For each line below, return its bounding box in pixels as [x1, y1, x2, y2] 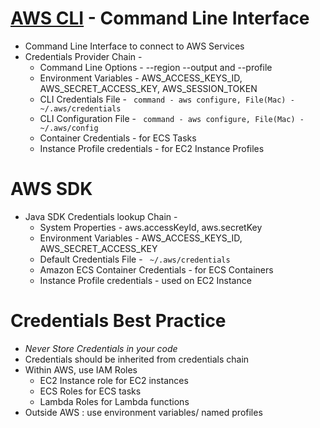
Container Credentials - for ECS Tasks [39, 132, 197, 144]
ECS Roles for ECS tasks [39, 385, 142, 397]
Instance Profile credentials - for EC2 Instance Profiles [39, 142, 265, 154]
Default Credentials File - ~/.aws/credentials [39, 253, 231, 265]
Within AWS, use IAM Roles [24, 363, 138, 376]
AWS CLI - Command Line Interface [10, 7, 310, 30]
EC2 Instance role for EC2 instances [39, 374, 189, 386]
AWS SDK [10, 178, 93, 201]
